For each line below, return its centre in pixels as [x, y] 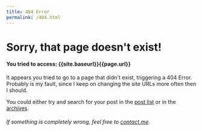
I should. [17, 90]
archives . [17, 108]
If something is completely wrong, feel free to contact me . [78, 122]
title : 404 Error [28, 12]
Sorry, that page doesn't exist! [84, 47]
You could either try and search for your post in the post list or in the [91, 102]
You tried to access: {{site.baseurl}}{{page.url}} [68, 64]
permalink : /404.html [33, 17]
